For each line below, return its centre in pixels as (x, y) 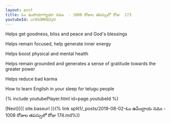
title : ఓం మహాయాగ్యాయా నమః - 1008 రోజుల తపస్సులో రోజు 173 (68, 15)
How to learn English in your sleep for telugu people (60, 89)
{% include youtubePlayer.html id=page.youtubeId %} (62, 99)
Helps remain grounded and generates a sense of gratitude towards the (81, 64)
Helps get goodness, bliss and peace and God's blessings (66, 34)
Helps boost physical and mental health (47, 54)
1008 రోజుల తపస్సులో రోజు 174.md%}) (43, 115)
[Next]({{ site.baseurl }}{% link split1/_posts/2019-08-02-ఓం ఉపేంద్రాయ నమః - (86, 109)
